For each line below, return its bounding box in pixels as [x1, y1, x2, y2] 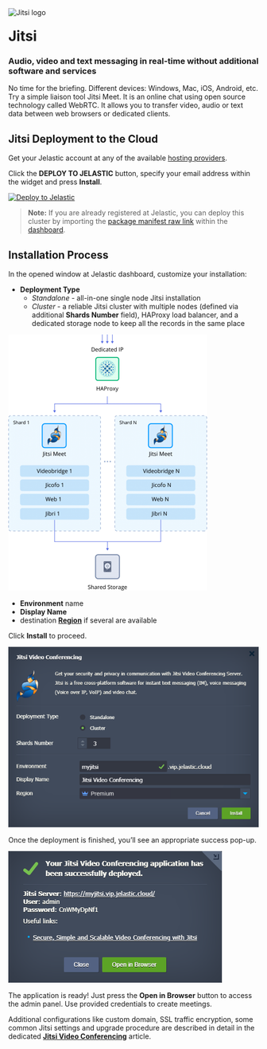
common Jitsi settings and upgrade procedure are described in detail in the [8, 1023, 255, 1033]
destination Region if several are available [19, 615, 157, 625]
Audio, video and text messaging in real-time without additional [8, 56, 259, 67]
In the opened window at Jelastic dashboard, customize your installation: [8, 269, 248, 279]
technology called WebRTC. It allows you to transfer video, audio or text [8, 100, 244, 110]
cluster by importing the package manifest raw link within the [27, 217, 228, 226]
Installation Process [8, 248, 109, 261]
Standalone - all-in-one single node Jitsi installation [31, 293, 201, 303]
